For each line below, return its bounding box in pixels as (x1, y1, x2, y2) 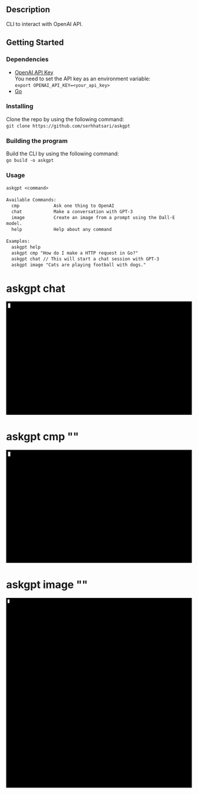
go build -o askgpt (6, 158, 54, 164)
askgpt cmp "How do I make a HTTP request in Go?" (11, 250, 138, 256)
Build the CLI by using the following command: (6, 150, 119, 157)
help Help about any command (11, 227, 112, 233)
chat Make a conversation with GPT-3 (11, 209, 133, 215)
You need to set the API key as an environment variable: (14, 75, 151, 82)
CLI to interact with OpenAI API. (6, 20, 83, 27)
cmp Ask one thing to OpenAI (11, 203, 115, 209)
